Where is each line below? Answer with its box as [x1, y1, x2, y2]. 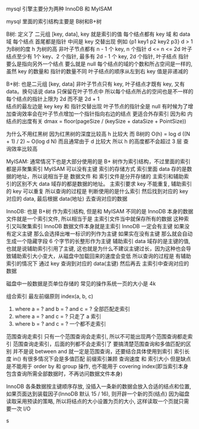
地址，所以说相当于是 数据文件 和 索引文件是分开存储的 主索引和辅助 [16, 173, 184, 180]
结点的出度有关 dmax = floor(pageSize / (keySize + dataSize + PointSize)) [6, 118, 187, 125]
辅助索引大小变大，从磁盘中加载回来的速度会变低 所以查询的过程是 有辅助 [11, 253, 191, 259]
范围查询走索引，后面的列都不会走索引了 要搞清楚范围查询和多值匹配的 [12, 340, 186, 347]
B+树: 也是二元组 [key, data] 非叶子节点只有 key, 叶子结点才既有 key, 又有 [6, 80, 185, 88]
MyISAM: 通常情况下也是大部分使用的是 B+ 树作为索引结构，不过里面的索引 [6, 158, 191, 165]
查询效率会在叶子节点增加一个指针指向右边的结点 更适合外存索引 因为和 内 [11, 110, 193, 117]
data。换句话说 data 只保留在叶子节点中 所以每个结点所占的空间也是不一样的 [6, 88, 194, 95]
